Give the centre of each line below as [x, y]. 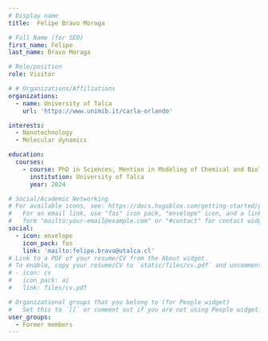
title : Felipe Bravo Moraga [57, 23]
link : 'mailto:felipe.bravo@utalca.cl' [89, 251]
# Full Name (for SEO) [46, 38]
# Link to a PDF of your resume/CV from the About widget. [108, 258]
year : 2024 [47, 184]
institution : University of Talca [87, 176]
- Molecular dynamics [51, 141]
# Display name [33, 16]
